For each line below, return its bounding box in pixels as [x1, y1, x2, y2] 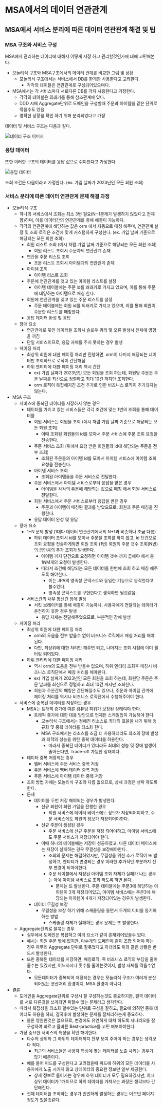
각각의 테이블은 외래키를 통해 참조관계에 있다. [19, 94, 106, 100]
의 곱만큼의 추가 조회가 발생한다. [34, 547, 95, 553]
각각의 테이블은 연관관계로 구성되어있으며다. [26, 82, 110, 88]
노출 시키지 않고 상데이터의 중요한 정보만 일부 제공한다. [43, 1066, 147, 1072]
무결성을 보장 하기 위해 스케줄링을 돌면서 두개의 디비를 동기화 [41, 908, 157, 913]
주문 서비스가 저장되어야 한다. [53, 834, 109, 840]
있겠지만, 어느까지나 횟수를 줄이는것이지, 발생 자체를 [39, 962, 139, 968]
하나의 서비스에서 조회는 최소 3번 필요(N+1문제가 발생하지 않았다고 [19, 211, 146, 217]
